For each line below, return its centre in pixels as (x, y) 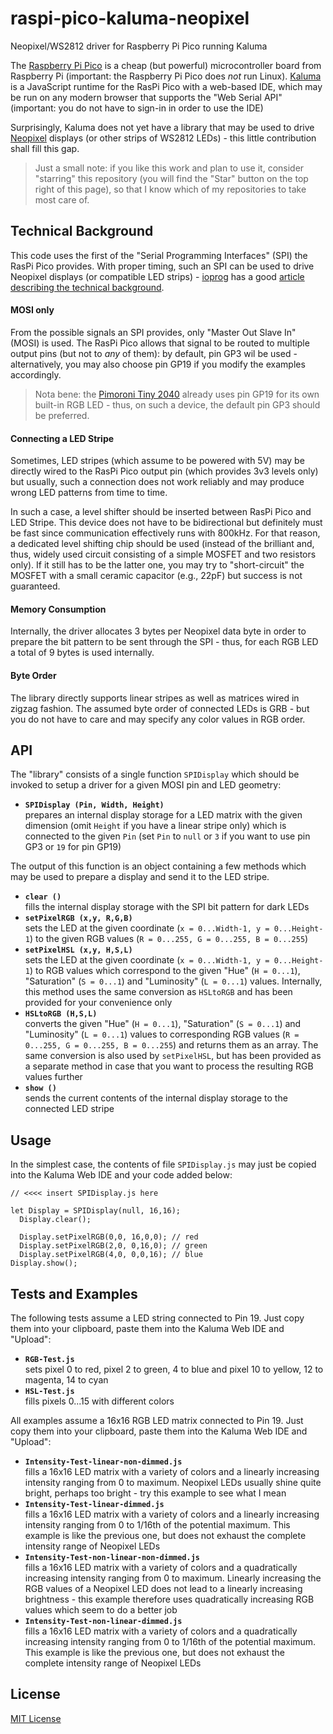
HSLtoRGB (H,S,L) (61, 1014)
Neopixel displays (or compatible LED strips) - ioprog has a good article (157, 276)
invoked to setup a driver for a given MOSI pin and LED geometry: (146, 785)
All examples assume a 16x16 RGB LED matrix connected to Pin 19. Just (157, 1420)
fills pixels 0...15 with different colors (99, 1401)
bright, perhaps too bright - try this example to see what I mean (155, 1493)
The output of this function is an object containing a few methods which (158, 866)
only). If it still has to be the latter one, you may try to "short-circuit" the (157, 565)
